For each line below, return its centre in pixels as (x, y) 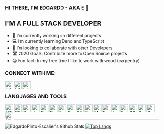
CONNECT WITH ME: (31, 73)
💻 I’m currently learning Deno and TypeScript (58, 41)
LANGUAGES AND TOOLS (36, 96)
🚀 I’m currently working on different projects (56, 35)
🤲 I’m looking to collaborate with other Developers (62, 48)
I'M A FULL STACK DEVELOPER (53, 24)
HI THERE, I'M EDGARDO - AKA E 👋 (47, 8)
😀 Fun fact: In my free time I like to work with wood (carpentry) (76, 60)
